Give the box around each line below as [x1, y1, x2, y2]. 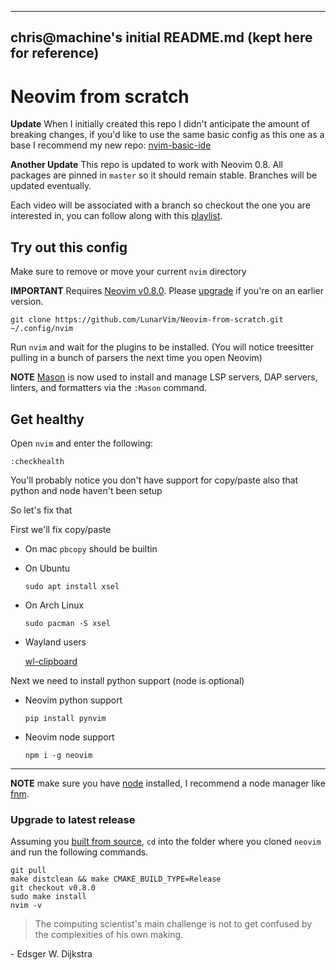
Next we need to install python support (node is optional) [10, 674, 245, 686]
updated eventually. [10, 180, 92, 192]
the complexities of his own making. [34, 929, 184, 941]
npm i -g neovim [24, 750, 93, 760]
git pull [10, 866, 47, 876]
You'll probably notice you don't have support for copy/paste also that [10, 474, 299, 486]
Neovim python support [24, 694, 123, 706]
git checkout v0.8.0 [10, 883, 97, 893]
